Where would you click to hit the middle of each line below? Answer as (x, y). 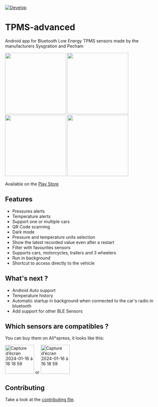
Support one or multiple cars (41, 221)
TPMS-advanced (40, 27)
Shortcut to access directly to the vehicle (53, 263)
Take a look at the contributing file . (40, 400)
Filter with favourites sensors (41, 248)
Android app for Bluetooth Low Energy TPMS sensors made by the (72, 41)
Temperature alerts (31, 216)
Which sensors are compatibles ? (57, 326)
